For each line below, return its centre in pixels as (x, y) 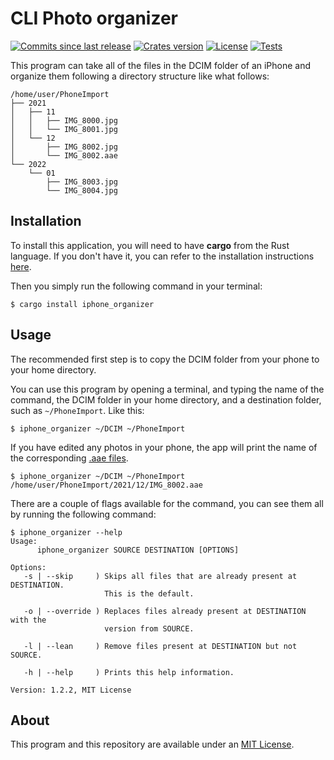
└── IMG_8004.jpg (82, 190)
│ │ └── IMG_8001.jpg (64, 129)
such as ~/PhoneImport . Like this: (77, 410)
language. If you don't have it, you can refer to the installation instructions (162, 256)
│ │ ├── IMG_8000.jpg (64, 120)
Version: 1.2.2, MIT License (71, 690)
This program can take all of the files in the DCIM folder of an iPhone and (161, 65)
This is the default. (149, 593)
